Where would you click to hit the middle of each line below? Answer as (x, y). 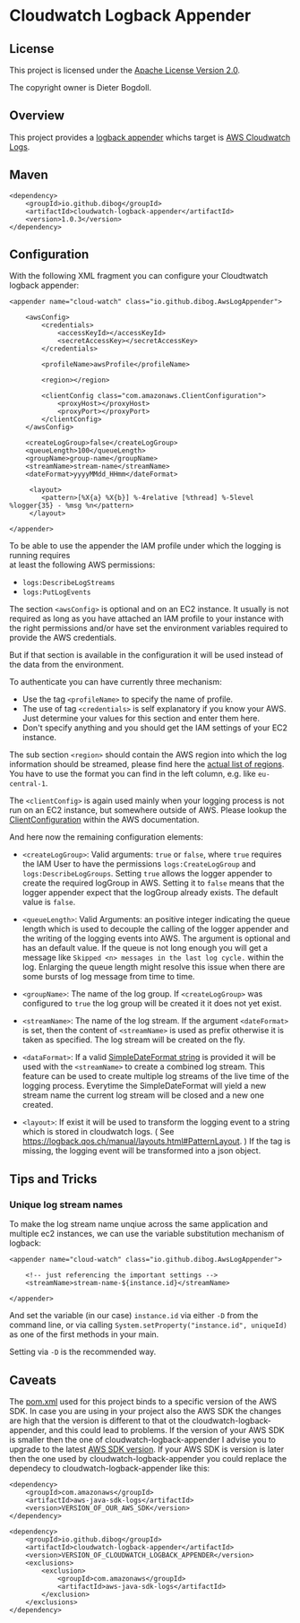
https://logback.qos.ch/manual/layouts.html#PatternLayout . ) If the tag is (156, 1141)
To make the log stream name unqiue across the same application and (139, 1224)
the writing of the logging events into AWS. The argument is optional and (156, 938)
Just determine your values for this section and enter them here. (141, 719)
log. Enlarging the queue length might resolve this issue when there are (154, 967)
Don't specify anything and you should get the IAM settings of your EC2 (155, 728)
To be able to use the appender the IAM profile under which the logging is (146, 546)
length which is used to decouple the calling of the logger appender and (155, 929)
